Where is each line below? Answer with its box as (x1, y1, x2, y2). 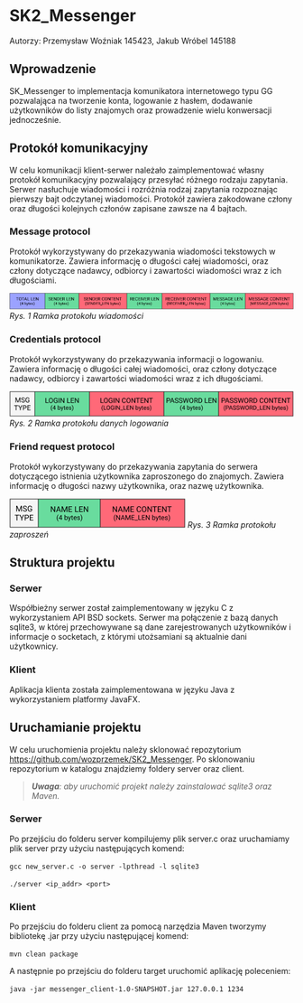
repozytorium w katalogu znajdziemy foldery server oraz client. (9, 763, 245, 773)
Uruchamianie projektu (9, 720, 142, 736)
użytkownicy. (9, 641, 59, 651)
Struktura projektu (9, 555, 115, 570)
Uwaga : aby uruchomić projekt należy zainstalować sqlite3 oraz (31, 781, 272, 792)
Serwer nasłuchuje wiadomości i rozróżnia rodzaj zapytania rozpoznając (9, 183, 278, 194)
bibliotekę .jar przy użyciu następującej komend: (9, 931, 189, 942)
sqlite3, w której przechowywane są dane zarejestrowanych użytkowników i (9, 622, 291, 633)
